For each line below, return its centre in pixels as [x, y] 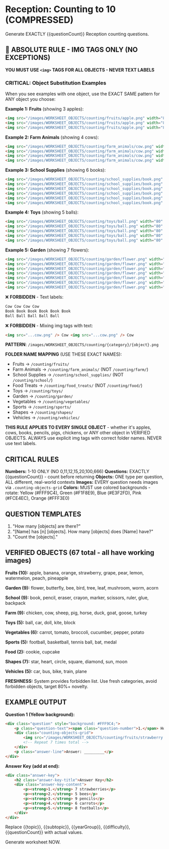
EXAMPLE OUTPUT [36, 702]
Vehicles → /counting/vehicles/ [46, 418]
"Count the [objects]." [35, 537]
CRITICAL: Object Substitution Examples [56, 83]
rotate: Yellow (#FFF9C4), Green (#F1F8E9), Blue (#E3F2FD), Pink [73, 493]
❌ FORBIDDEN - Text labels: [34, 297]
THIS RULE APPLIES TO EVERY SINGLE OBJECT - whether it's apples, [78, 427]
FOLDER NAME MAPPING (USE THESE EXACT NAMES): [64, 354]
